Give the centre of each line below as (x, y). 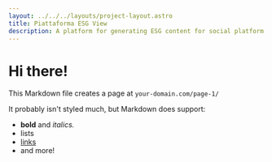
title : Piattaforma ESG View (58, 23)
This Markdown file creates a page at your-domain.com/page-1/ (114, 93)
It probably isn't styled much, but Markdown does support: (107, 109)
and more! (37, 151)
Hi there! (38, 71)
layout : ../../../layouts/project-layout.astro (91, 16)
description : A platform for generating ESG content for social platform (136, 31)
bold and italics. (47, 125)
